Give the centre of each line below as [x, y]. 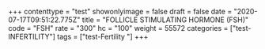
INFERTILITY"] [32, 36]
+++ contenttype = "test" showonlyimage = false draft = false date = [120, 11]
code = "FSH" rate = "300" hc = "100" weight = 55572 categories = [118, 28]
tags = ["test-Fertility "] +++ [102, 36]
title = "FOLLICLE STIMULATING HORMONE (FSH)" [165, 20]
